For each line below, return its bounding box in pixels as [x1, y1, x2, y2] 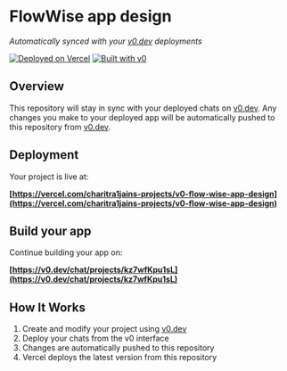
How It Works [9, 300, 86, 315]
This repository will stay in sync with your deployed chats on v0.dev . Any [9, 103, 277, 113]
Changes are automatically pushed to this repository [21, 342, 215, 353]
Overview [9, 78, 65, 95]
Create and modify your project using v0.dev [21, 324, 187, 334]
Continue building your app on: [9, 247, 123, 258]
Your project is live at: [9, 171, 89, 182]
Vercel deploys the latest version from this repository [21, 352, 217, 363]
